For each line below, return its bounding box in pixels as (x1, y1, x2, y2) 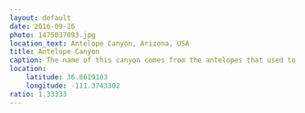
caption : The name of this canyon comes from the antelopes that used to (9, 56, 297, 65)
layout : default (9, 13, 71, 23)
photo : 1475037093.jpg (9, 30, 96, 39)
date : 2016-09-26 (9, 22, 76, 31)
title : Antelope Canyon (9, 47, 100, 56)
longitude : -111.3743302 (26, 81, 121, 90)
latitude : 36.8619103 (26, 73, 108, 82)
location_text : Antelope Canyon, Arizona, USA (9, 38, 190, 48)
